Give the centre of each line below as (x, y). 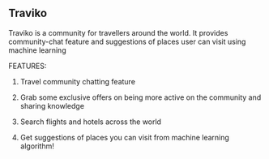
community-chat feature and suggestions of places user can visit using (127, 41)
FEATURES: (28, 66)
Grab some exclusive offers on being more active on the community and (141, 97)
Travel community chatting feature (78, 81)
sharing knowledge (52, 105)
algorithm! (37, 146)
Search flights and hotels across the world (91, 122)
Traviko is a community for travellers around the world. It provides (118, 32)
